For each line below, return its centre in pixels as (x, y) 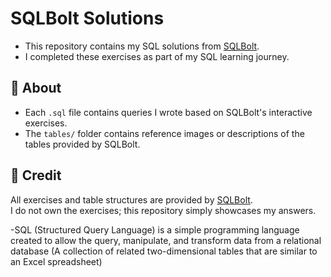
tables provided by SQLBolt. (82, 144)
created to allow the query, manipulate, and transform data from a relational (166, 240)
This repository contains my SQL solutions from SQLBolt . (142, 46)
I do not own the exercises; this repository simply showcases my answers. (163, 210)
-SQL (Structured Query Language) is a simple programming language (155, 229)
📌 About (36, 88)
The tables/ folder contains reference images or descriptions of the (164, 133)
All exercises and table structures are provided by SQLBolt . (131, 199)
